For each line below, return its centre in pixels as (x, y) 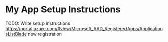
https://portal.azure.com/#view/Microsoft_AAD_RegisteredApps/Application (84, 28)
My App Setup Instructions (63, 9)
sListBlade (16, 34)
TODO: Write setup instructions (38, 23)
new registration (45, 34)
